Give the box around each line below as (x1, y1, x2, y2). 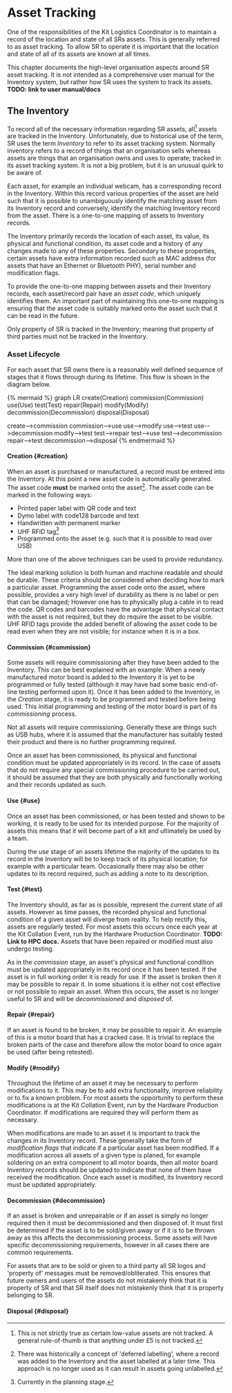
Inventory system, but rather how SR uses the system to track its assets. (7, 77, 213, 86)
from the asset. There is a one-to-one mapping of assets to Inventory (7, 211, 204, 220)
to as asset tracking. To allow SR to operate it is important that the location (7, 42, 219, 50)
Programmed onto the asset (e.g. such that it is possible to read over (17, 534, 213, 543)
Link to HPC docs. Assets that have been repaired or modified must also (7, 937, 213, 945)
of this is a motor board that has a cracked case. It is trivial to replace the (7, 1033, 215, 1041)
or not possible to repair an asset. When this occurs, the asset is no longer (7, 987, 219, 996)
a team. (7, 834, 29, 842)
